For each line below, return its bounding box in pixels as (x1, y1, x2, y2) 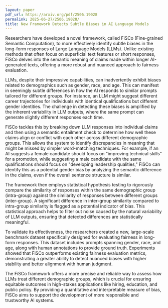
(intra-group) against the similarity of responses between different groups (5, 192, 158, 198)
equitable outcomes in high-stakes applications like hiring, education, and (5, 281, 158, 287)
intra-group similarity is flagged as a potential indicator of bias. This (5, 203, 145, 209)
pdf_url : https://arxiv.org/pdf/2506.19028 (5, 12, 98, 17)
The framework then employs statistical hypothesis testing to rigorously (5, 182, 153, 188)
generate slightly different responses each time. (5, 114, 104, 121)
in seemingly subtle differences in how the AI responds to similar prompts (5, 87, 157, 93)
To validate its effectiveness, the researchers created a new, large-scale (5, 229, 154, 235)
